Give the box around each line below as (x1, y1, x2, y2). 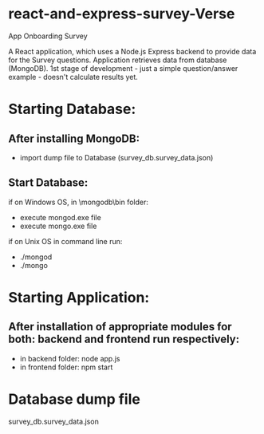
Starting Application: (8, 288, 150, 306)
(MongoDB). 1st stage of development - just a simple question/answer (8, 63, 238, 73)
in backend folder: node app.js (19, 353, 120, 363)
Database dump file (8, 390, 141, 408)
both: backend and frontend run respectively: (8, 333, 240, 346)
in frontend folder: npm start (19, 362, 113, 372)
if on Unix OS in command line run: (8, 236, 123, 246)
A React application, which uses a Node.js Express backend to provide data (8, 46, 257, 56)
